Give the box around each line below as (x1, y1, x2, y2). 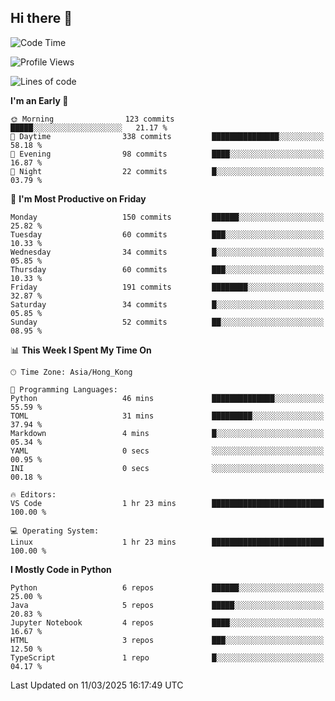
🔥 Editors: (10, 489, 57, 500)
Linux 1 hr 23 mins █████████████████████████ (10, 537, 325, 547)
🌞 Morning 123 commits (10, 114, 175, 124)
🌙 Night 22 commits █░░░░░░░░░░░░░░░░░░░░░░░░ (10, 166, 325, 176)
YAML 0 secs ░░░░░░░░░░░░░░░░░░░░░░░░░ (10, 446, 325, 456)
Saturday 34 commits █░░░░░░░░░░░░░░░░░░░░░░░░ (10, 299, 325, 310)
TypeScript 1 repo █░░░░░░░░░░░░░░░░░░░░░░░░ (10, 652, 325, 663)
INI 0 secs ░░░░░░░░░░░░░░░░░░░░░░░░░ (10, 463, 325, 473)
